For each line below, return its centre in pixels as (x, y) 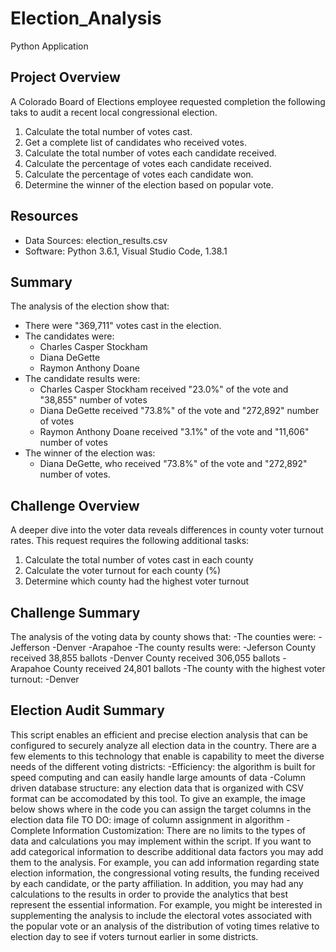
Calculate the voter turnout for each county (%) (123, 571)
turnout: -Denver (45, 679)
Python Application (49, 46)
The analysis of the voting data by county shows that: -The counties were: (163, 636)
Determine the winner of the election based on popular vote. (149, 184)
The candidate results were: (82, 379)
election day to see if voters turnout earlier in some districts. (134, 936)
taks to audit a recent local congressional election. (114, 112)
